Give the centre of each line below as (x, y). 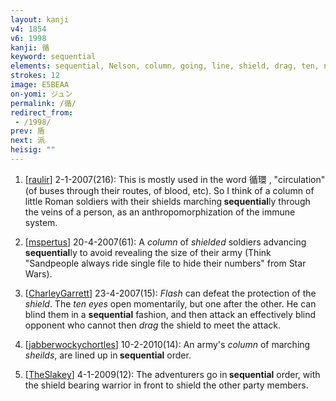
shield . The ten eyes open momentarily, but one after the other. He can (170, 303)
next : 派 (27, 141)
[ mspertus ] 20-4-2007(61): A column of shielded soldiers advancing (165, 242)
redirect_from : (42, 112)
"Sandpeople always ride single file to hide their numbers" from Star (165, 263)
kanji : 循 (30, 47)
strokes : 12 (35, 76)
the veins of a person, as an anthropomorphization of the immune (160, 212)
